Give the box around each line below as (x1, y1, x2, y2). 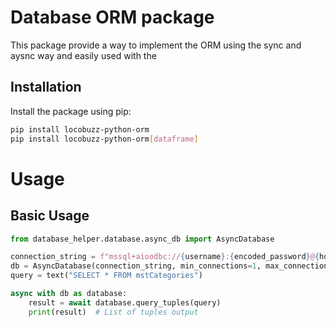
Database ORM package (10, 6, 215, 29)
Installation (10, 79, 82, 96)
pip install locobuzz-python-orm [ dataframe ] (10, 134, 199, 144)
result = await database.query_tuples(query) (28, 297, 222, 308)
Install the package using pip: (10, 105, 132, 117)
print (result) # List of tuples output (28, 307, 199, 317)
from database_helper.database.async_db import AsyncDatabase (10, 234, 275, 244)
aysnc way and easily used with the (10, 49, 157, 61)
